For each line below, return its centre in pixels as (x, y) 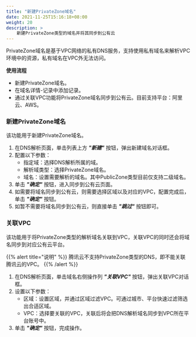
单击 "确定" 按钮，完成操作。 (50, 328)
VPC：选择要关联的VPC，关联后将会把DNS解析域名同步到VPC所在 (104, 313)
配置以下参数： (32, 155)
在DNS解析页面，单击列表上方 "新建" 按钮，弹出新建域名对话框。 (93, 148)
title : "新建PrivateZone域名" (41, 11)
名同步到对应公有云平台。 (37, 244)
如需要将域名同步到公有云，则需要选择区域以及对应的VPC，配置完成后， (102, 192)
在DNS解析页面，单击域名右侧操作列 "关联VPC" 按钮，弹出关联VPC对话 (102, 277)
